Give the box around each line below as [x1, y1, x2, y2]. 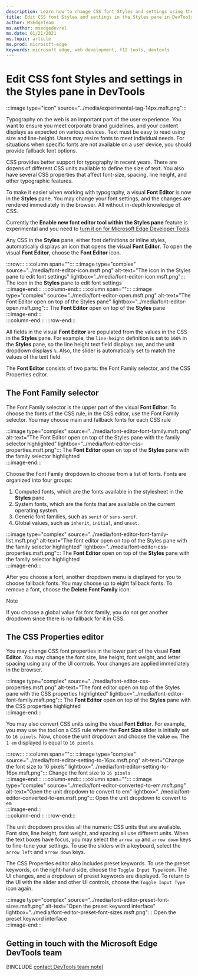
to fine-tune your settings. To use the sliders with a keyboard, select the [6, 842, 181, 849]
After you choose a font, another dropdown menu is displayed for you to [6, 573, 181, 580]
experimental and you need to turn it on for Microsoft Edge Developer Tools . [6, 225, 191, 232]
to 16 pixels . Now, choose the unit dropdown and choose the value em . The [6, 733, 190, 740]
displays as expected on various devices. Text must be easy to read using [6, 128, 186, 135]
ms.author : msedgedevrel [6, 25, 67, 31]
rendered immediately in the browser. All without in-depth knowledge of [6, 201, 181, 208]
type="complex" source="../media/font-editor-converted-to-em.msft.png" [6, 782, 187, 789]
